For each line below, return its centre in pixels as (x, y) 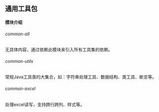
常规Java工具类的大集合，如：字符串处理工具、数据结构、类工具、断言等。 (81, 77)
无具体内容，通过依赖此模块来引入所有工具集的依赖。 (59, 50)
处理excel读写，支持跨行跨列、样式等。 (45, 104)
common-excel (20, 88)
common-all (17, 34)
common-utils (19, 61)
